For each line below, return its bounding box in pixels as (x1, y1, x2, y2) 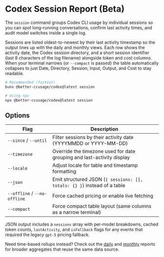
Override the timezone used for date (52, 148, 136, 155)
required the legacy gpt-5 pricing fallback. (5, 232, 90, 237)
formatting (52, 168, 77, 175)
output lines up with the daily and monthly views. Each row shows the (5, 44, 145, 50)
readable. (5, 70, 24, 76)
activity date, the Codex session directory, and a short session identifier (5, 50, 150, 56)
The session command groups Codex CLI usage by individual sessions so (5, 20, 153, 25)
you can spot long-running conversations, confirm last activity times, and (5, 24, 152, 30)
